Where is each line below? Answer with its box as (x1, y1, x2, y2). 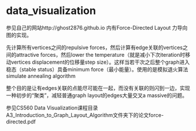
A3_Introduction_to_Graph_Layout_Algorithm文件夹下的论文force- (6, 111, 164, 118)
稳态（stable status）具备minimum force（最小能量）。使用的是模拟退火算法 (6, 65, 188, 73)
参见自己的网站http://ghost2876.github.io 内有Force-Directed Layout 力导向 (6, 24, 188, 31)
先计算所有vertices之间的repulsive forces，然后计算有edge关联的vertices (6, 44, 183, 51)
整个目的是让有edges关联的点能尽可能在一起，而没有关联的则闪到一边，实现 (6, 84, 190, 91)
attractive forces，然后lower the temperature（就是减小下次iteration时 (16, 51, 185, 58)
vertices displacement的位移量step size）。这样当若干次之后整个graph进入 (11, 58, 190, 65)
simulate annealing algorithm (6, 72, 76, 80)
